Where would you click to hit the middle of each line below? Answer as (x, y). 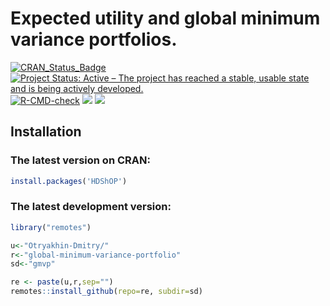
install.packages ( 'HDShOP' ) (69, 181)
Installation (46, 132)
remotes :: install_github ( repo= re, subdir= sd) (106, 292)
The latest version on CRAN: (80, 160)
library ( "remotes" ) (51, 227)
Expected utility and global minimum (165, 18)
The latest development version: (91, 207)
